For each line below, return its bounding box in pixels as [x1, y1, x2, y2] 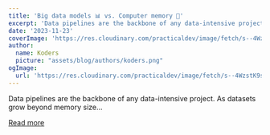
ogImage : [8, 64, 38, 72]
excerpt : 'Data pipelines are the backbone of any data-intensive [8, 19, 235, 27]
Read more [8, 117, 45, 127]
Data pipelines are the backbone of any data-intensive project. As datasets [8, 93, 256, 103]
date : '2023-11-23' [8, 27, 74, 35]
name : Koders [15, 49, 59, 57]
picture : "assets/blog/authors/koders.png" [15, 57, 163, 65]
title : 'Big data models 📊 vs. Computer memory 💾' [8, 11, 184, 20]
